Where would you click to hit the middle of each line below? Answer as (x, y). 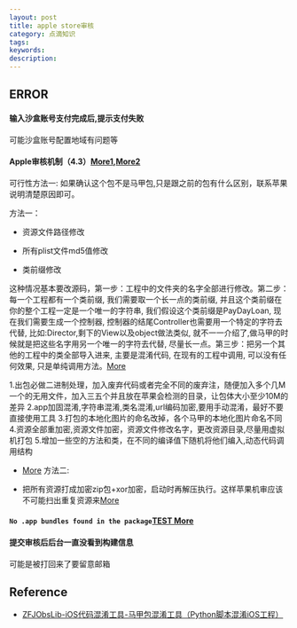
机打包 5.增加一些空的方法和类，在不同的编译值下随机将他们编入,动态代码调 (147, 440)
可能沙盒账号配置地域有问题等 (63, 139)
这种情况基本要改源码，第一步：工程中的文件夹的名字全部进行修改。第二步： (149, 288)
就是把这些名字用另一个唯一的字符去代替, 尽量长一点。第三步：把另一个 (147, 343)
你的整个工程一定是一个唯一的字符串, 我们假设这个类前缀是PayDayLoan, (141, 310)
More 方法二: (46, 470)
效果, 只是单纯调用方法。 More (71, 365)
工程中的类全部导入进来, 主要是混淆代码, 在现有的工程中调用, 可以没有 (152, 355)
